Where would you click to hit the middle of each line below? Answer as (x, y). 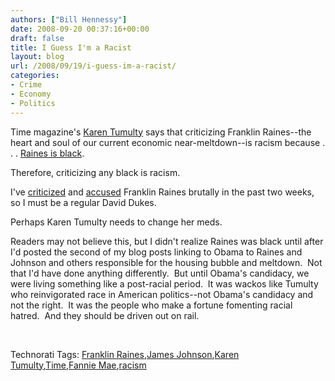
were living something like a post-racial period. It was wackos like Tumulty (164, 283)
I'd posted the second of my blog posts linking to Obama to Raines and (156, 252)
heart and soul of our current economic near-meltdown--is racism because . (168, 142)
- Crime (26, 85)
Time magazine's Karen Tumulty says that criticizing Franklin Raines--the (161, 132)
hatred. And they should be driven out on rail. (105, 315)
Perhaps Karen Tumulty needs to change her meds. (116, 222)
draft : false (37, 38)
